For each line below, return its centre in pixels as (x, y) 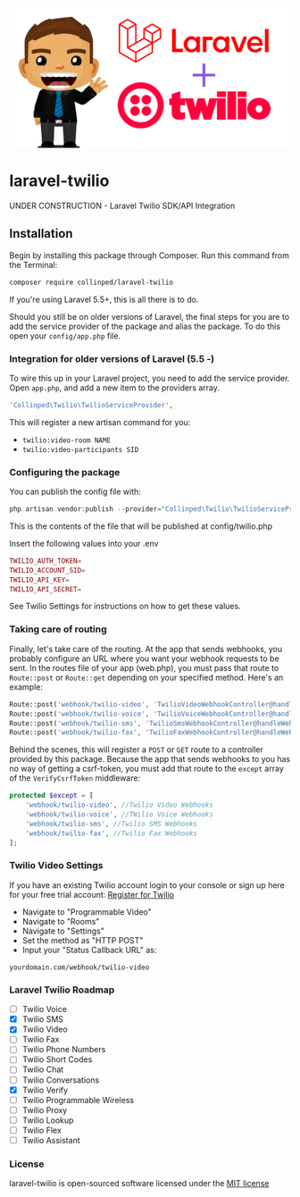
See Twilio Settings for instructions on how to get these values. (125, 607)
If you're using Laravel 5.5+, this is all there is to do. (104, 299)
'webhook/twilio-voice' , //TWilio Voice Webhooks (120, 815)
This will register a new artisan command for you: (100, 422)
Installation (41, 234)
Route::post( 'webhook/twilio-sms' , (75, 723)
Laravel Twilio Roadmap (62, 990)
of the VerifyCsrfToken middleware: (75, 778)
